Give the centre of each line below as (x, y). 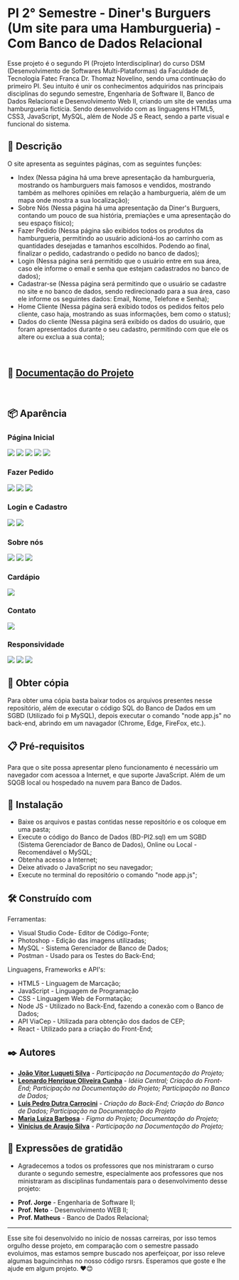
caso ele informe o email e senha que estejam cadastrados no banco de (123, 268)
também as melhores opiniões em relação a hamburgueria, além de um (122, 192)
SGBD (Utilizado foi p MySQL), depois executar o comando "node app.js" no (119, 715)
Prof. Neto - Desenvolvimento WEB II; (73, 1210)
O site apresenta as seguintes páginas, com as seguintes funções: (105, 163)
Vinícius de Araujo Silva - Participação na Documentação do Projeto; (121, 1127)
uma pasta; (34, 830)
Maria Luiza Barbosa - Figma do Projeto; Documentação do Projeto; (118, 1119)
